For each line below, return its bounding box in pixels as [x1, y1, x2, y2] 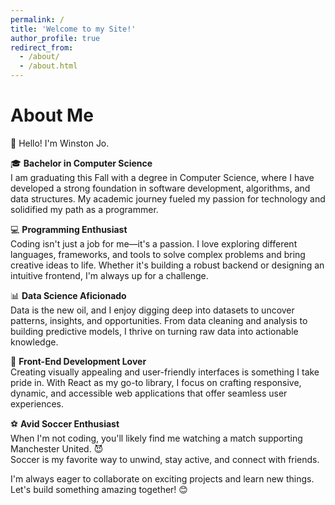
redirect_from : [10, 42, 74, 53]
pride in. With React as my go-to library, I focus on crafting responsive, [10, 376, 302, 388]
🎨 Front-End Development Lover [10, 355, 147, 367]
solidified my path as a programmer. [10, 203, 159, 215]
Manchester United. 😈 [10, 442, 104, 455]
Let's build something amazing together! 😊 [10, 483, 188, 495]
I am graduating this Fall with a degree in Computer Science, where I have [10, 171, 315, 183]
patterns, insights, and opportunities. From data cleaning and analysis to [10, 314, 308, 326]
